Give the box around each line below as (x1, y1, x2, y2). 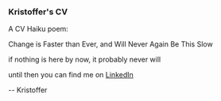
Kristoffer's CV (8, 6, 68, 17)
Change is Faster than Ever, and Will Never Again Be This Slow (8, 39, 213, 49)
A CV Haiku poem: (8, 24, 69, 34)
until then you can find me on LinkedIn (8, 70, 134, 80)
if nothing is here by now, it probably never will (8, 54, 161, 65)
